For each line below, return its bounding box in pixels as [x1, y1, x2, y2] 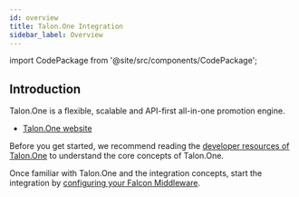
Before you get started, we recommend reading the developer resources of [9, 141, 290, 152]
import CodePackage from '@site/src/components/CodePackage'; [9, 55, 258, 66]
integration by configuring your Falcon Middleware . [9, 178, 201, 189]
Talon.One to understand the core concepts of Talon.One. [9, 151, 225, 162]
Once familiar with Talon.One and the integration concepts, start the [9, 168, 263, 179]
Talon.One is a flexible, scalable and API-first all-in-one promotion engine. [9, 105, 285, 116]
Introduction [9, 81, 82, 96]
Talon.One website [22, 123, 92, 134]
